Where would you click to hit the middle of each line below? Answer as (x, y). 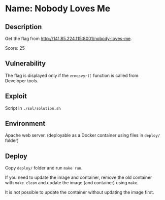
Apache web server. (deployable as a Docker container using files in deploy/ (82, 135)
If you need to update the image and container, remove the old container (79, 177)
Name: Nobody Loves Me (58, 9)
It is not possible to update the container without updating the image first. (80, 192)
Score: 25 (15, 48)
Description (23, 27)
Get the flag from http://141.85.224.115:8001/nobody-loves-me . (68, 38)
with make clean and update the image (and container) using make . (72, 183)
